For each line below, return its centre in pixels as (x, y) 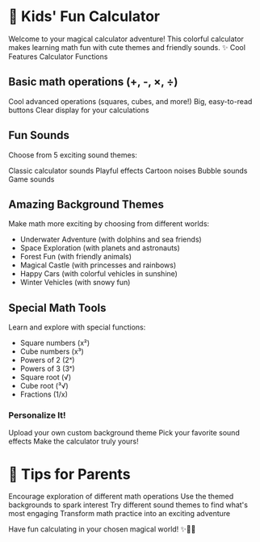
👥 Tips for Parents (69, 474)
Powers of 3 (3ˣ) (47, 369)
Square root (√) (45, 377)
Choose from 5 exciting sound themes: (73, 155)
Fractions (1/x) (44, 394)
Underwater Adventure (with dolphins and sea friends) (111, 239)
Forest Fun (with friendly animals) (75, 257)
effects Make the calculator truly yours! (73, 441)
